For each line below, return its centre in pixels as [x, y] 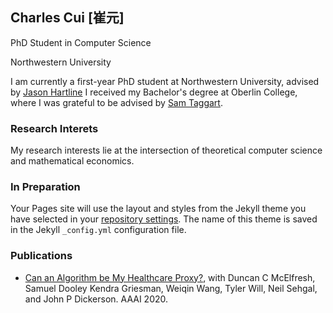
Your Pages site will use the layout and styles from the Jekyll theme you [158, 209]
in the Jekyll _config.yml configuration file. [98, 230]
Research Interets [54, 128]
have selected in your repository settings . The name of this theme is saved [164, 219]
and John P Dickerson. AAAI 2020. [96, 299]
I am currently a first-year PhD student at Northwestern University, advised [165, 81]
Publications [41, 256]
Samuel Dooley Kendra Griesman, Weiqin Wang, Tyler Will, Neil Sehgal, [171, 288]
